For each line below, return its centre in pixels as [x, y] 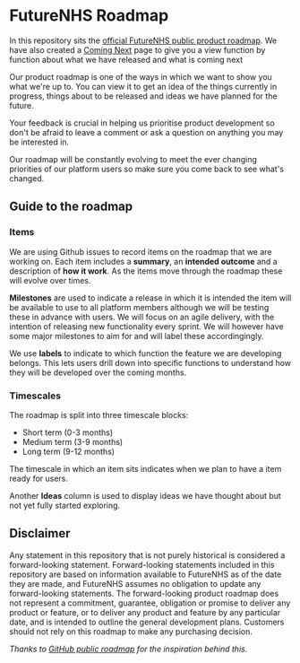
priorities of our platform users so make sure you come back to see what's [147, 169]
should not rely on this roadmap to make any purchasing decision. [131, 631]
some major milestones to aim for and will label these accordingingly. [137, 336]
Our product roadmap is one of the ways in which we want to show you [141, 76]
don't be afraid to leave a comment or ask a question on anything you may [146, 132]
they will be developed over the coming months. [98, 372]
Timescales [35, 396]
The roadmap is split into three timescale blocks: [99, 414]
